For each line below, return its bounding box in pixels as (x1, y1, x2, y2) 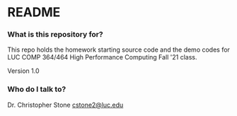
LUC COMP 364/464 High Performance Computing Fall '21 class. (7, 53, 197, 62)
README (7, 4, 61, 21)
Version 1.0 (7, 66, 40, 75)
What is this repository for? (7, 30, 104, 40)
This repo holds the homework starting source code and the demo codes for (7, 45, 230, 54)
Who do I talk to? (7, 84, 67, 94)
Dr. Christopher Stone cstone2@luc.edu (7, 100, 124, 109)
